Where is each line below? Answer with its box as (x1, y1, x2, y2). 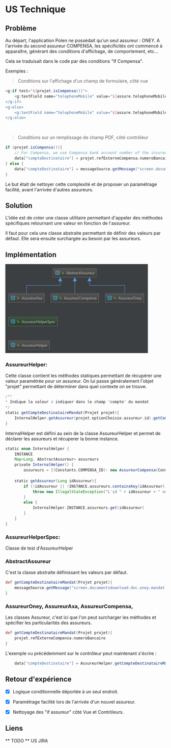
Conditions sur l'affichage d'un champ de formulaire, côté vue (17, 78, 149, 84)
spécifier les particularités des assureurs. (5, 620, 92, 626)
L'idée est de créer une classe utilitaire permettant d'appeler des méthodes (5, 215, 163, 221)
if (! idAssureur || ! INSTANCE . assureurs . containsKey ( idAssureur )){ (23, 484, 169, 489)
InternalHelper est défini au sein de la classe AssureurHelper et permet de (5, 430, 161, 436)
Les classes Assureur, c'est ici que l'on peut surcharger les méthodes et (5, 614, 156, 620)
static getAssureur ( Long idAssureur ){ (14, 478, 97, 483)
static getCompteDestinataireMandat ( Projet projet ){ (5, 410, 120, 415)
